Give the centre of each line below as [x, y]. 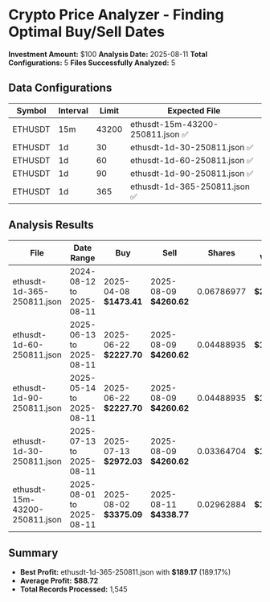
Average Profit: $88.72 [59, 581]
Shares [221, 252]
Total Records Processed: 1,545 [74, 589]
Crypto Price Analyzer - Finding [116, 15]
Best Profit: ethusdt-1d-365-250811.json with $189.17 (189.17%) [125, 572]
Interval [73, 110]
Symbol [31, 110]
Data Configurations [60, 88]
